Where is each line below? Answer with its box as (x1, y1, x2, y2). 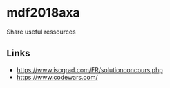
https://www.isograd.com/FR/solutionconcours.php (16, 65, 163, 74)
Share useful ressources (6, 27, 77, 36)
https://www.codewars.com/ (16, 73, 98, 81)
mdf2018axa (6, 5, 80, 21)
